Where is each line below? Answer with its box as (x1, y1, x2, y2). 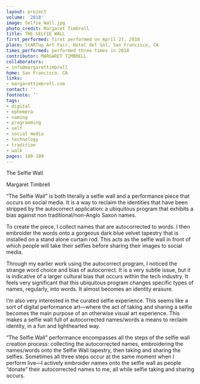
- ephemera (6, 109, 33, 115)
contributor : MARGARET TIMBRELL (6, 53, 87, 59)
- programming (6, 120, 42, 126)
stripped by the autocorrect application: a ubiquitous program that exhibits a (6, 205, 194, 213)
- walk (6, 148, 23, 153)
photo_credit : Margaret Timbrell (6, 25, 90, 32)
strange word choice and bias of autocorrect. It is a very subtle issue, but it (6, 266, 191, 274)
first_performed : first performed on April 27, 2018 (6, 36, 140, 42)
